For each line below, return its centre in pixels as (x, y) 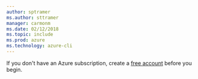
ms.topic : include (30, 35)
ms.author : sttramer (33, 18)
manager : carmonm (29, 23)
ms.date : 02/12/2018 (33, 29)
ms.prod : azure (26, 40)
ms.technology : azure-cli (39, 46)
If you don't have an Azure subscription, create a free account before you (99, 63)
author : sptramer (29, 12)
